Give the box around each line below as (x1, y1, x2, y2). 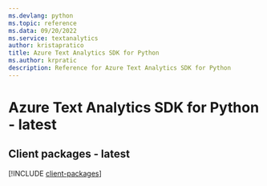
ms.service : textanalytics (8, 34, 99, 42)
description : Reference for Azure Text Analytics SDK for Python (8, 64, 231, 72)
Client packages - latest (8, 148, 131, 161)
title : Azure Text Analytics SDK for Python (8, 49, 160, 57)
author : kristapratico (8, 42, 84, 50)
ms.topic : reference (8, 19, 78, 27)
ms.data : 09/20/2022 (8, 26, 78, 34)
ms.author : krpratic (8, 57, 78, 65)
